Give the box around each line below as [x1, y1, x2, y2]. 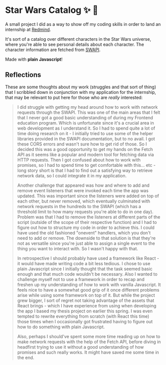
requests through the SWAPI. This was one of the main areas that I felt [17, 109, 161, 115]
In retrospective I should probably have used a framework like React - [17, 255, 160, 261]
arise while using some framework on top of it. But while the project [17, 292, 155, 298]
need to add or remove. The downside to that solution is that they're [17, 235, 156, 241]
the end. [17, 355, 35, 361]
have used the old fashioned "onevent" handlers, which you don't [17, 229, 151, 235]
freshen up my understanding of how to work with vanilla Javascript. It [17, 282, 161, 288]
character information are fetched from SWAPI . [5, 47, 101, 53]
